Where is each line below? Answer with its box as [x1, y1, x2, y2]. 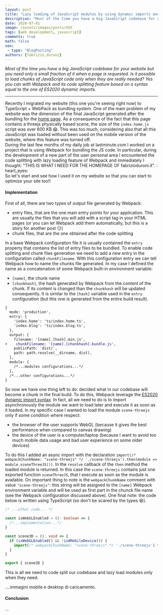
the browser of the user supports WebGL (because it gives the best [12, 422, 147, 428]
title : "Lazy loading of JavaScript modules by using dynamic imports [5, 12, 151, 17]
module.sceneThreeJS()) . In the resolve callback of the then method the [5, 461, 148, 467]
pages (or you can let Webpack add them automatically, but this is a [12, 220, 148, 226]
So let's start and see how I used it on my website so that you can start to [5, 173, 152, 179]
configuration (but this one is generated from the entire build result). [12, 296, 149, 302]
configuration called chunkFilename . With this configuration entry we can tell [5, 255, 157, 261]
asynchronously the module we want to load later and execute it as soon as [5, 402, 156, 408]
